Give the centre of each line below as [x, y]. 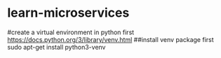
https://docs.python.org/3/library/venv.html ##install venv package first [110, 39]
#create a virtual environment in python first [71, 32]
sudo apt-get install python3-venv [56, 47]
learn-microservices [68, 13]
